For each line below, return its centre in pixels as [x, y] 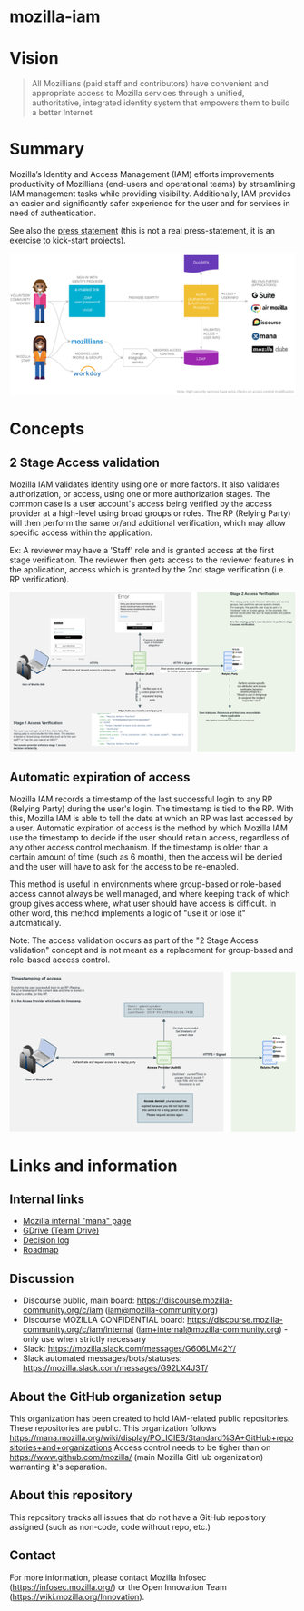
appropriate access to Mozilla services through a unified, [138, 94]
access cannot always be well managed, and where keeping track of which [150, 894]
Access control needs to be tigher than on [192, 1447]
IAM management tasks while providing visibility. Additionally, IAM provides [151, 194]
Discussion [42, 1278]
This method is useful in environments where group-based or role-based [146, 884]
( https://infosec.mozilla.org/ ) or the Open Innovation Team [118, 1586]
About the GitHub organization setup [116, 1397]
